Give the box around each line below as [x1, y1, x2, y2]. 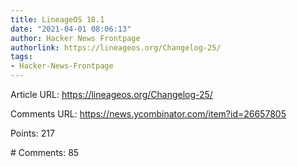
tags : [10, 52, 33, 62]
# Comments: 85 [10, 147, 80, 158]
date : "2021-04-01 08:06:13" [10, 24, 132, 34]
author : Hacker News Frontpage [10, 33, 141, 43]
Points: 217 [10, 127, 55, 139]
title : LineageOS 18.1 [10, 14, 105, 25]
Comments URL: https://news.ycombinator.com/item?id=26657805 [10, 108, 287, 120]
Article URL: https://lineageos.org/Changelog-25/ [10, 89, 213, 100]
